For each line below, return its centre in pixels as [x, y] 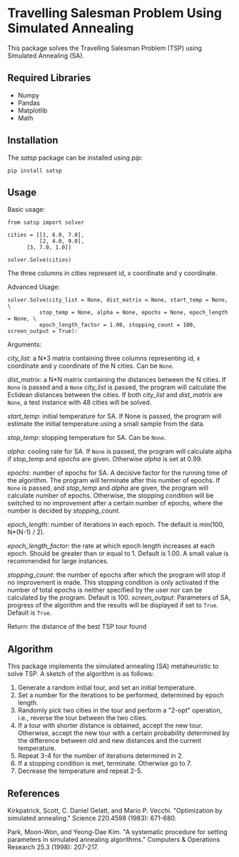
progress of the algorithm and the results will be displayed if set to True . [113, 605]
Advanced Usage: [34, 287]
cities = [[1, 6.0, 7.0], [46, 235]
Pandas [29, 103]
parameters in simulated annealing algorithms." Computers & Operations [114, 840]
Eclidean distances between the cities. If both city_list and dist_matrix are [115, 395]
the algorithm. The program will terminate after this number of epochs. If [114, 481]
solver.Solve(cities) [40, 260]
